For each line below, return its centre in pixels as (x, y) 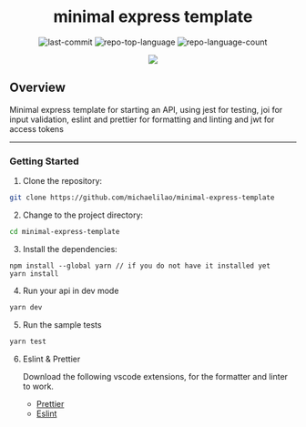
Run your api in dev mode (71, 290)
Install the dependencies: (70, 249)
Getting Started (44, 161)
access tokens (36, 128)
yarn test (28, 341)
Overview (38, 88)
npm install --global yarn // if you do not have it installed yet (140, 266)
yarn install (34, 274)
